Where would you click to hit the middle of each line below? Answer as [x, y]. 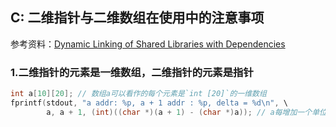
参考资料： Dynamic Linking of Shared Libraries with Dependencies [148, 44]
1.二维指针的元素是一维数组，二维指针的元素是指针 [132, 72]
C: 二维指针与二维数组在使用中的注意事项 [137, 18]
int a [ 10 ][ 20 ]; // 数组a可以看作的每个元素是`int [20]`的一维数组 [138, 94]
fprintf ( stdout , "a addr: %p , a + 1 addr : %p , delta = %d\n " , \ [149, 103]
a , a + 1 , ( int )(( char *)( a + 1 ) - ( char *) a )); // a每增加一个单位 [186, 112]
